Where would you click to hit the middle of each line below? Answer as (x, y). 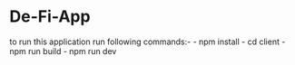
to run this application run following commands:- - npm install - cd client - (147, 42)
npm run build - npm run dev (63, 51)
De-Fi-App (50, 17)
